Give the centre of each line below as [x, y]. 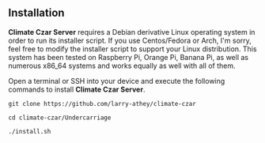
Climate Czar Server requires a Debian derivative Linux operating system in [132, 32]
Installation [36, 13]
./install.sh [30, 131]
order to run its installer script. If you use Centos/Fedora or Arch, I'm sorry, [130, 40]
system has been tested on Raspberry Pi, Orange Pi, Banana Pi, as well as [129, 57]
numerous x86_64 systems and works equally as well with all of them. [122, 66]
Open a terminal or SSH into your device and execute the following [117, 81]
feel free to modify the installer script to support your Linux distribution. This [132, 49]
